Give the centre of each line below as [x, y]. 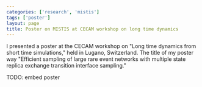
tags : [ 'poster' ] [28, 18]
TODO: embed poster [33, 77]
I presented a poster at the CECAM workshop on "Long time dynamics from [101, 46]
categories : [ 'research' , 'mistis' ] [53, 12]
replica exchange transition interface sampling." [66, 66]
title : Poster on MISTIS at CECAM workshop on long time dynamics [92, 29]
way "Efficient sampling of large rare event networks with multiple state [96, 59]
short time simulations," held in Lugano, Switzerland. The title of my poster [100, 53]
